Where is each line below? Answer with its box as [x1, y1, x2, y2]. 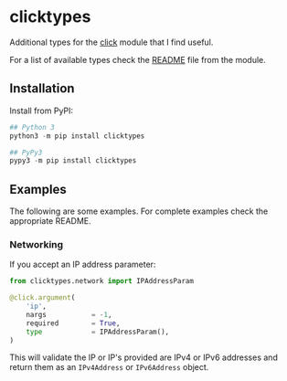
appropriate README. [9, 216, 91, 227]
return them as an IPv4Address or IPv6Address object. [9, 362, 209, 373]
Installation [9, 80, 75, 97]
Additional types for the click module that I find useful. [9, 37, 214, 48]
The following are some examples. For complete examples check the [9, 206, 269, 217]
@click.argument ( [9, 293, 76, 302]
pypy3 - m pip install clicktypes [9, 156, 137, 165]
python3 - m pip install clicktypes [9, 131, 145, 141]
